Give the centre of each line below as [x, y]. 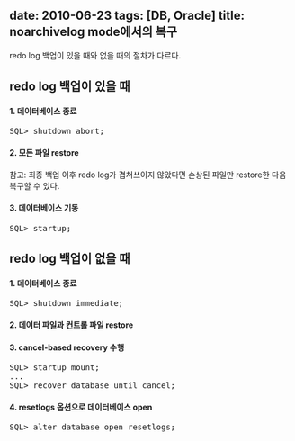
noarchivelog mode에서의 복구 [94, 32]
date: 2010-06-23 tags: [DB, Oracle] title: [127, 16]
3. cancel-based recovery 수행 [67, 347]
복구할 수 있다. [35, 185]
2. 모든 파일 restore [44, 153]
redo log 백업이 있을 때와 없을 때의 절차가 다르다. [95, 55]
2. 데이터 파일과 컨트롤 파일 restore [72, 325]
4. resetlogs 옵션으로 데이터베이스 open [81, 407]
